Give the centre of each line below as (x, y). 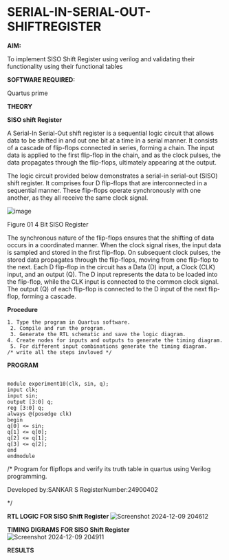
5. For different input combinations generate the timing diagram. (109, 346)
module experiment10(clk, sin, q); (58, 384)
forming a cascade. (49, 296)
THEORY (20, 106)
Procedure (22, 309)
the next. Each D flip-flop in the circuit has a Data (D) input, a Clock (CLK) (111, 267)
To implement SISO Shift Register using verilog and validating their (101, 59)
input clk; (23, 390)
